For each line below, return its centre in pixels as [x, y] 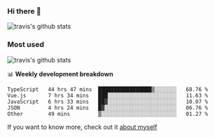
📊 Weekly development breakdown [60, 74]
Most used [26, 45]
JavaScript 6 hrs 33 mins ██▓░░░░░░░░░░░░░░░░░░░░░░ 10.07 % [108, 102]
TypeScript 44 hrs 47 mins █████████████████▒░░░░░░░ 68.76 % [108, 89]
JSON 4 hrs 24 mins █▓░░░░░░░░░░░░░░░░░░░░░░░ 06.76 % [108, 108]
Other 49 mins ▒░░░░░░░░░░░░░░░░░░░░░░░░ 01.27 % [108, 114]
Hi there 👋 [25, 11]
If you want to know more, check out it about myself [82, 127]
